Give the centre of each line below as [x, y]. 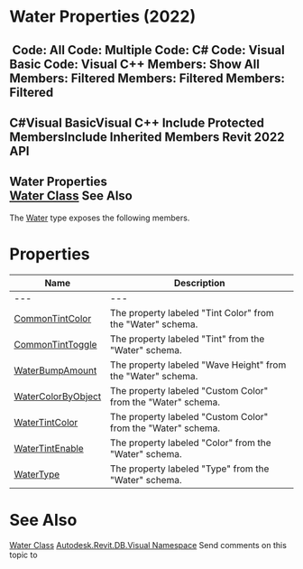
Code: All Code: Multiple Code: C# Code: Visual [149, 50]
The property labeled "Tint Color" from [192, 312]
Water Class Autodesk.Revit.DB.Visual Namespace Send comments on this [148, 545]
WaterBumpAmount [55, 370]
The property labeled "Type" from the [189, 469]
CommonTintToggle [55, 344]
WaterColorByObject [58, 396]
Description [200, 283]
